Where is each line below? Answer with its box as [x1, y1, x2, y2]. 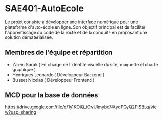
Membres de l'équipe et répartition [5, 49, 113, 57]
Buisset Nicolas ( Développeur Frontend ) [12, 77, 95, 83]
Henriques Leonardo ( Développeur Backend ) [12, 71, 105, 78]
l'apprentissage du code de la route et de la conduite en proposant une [5, 29, 147, 35]
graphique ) [12, 67, 36, 72]
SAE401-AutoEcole [5, 3, 84, 14]
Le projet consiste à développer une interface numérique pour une [5, 19, 139, 25]
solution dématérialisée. [5, 34, 53, 40]
